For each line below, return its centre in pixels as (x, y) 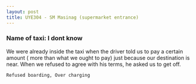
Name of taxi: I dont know (45, 38)
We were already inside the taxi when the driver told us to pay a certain (95, 51)
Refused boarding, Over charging (48, 75)
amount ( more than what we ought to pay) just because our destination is (98, 58)
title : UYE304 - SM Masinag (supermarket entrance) (72, 17)
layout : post (23, 12)
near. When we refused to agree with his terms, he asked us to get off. (93, 64)
